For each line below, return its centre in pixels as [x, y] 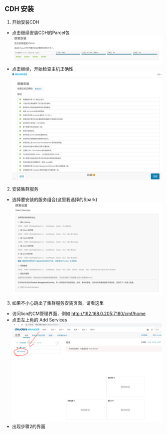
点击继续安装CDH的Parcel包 [41, 32]
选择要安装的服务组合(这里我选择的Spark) [55, 199]
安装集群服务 [25, 189]
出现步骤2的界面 [29, 426]
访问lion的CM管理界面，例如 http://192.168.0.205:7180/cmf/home [79, 313]
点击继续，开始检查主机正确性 [42, 69]
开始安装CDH [25, 22]
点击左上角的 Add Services [39, 319]
